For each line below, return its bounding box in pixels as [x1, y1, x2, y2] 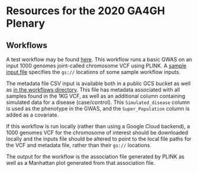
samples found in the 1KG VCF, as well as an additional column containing [6, 93, 186, 99]
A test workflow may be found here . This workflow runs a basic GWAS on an [6, 56, 193, 63]
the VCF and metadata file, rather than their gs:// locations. [6, 142, 152, 148]
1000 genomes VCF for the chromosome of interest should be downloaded [6, 129, 189, 136]
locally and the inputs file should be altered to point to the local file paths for [6, 135, 192, 142]
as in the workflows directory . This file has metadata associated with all [6, 86, 180, 93]
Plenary [6, 17, 46, 30]
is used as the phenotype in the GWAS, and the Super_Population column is [6, 105, 190, 112]
